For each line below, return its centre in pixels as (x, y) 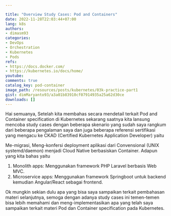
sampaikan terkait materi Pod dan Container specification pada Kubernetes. (85, 208)
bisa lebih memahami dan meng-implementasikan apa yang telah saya (79, 203)
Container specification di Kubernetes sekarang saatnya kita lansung (78, 119)
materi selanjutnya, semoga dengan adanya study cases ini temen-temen (82, 197)
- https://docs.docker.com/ (35, 67)
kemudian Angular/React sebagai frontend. (58, 182)
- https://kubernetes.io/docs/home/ (44, 71)
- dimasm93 (17, 34)
